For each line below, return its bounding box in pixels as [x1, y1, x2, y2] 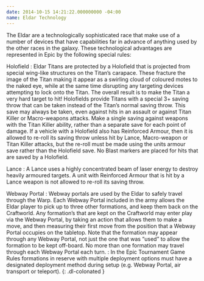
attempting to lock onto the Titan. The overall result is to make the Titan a [6, 88, 190, 96]
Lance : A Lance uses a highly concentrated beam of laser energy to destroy [6, 165, 199, 173]
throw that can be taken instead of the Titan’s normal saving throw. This [6, 101, 186, 108]
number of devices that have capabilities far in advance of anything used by [6, 38, 197, 45]
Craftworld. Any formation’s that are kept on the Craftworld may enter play [6, 209, 193, 216]
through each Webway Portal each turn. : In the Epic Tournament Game [6, 248, 186, 255]
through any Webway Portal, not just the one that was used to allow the [6, 235, 190, 243]
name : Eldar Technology [6, 15, 67, 21]
